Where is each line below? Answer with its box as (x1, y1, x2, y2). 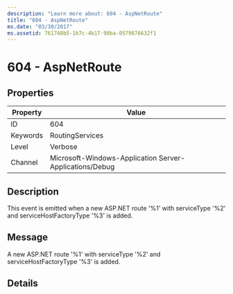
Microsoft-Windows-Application (49, 154, 157, 163)
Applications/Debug (49, 162, 115, 172)
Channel (10, 158, 38, 168)
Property (11, 108, 42, 117)
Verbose (49, 142, 78, 152)
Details (7, 277, 38, 289)
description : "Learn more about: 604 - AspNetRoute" (7, 10, 163, 17)
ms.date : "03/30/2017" (7, 23, 73, 30)
